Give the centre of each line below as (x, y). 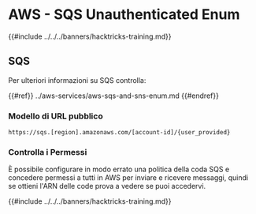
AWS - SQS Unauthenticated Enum (124, 15)
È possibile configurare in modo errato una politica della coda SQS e (119, 169)
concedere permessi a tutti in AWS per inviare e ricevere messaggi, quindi (128, 178)
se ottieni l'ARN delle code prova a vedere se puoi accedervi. (107, 186)
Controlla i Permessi (48, 152)
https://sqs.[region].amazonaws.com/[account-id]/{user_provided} (119, 133)
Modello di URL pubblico (56, 116)
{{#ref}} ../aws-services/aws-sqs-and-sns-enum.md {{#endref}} (113, 96)
